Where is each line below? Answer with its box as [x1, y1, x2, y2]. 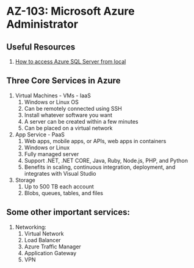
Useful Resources [6, 42, 76, 52]
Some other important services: [6, 207, 130, 218]
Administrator [6, 17, 78, 31]
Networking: [15, 223, 47, 231]
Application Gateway [24, 249, 77, 256]
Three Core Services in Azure [6, 75, 121, 86]
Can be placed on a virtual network [24, 124, 113, 132]
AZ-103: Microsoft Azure [6, 4, 135, 18]
